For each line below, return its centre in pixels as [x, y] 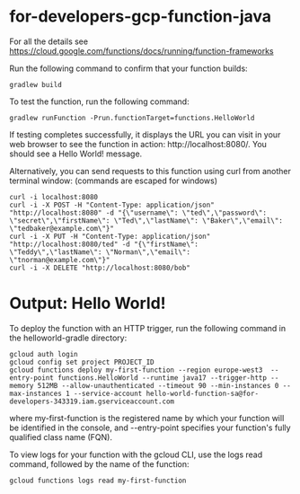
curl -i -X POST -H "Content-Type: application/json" [112, 205]
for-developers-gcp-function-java [141, 17]
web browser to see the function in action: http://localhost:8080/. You [138, 144]
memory [22, 385]
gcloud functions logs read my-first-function [98, 481]
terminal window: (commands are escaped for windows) [114, 181]
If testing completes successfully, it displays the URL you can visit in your [145, 134]
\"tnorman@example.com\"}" [60, 260]
